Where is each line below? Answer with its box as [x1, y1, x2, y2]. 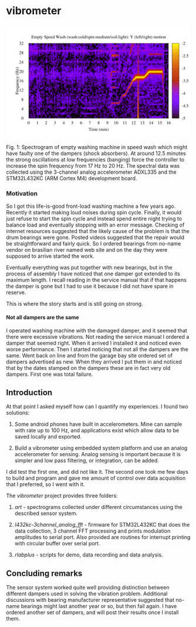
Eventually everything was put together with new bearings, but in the [6, 264, 173, 271]
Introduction [6, 387, 53, 397]
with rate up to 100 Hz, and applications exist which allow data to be [14, 427, 180, 434]
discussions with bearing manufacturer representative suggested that [6, 596, 175, 604]
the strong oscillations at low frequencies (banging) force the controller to [6, 156, 185, 163]
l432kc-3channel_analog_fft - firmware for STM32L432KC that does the [14, 521, 190, 528]
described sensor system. [14, 510, 78, 517]
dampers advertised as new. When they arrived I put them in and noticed [6, 358, 182, 365]
